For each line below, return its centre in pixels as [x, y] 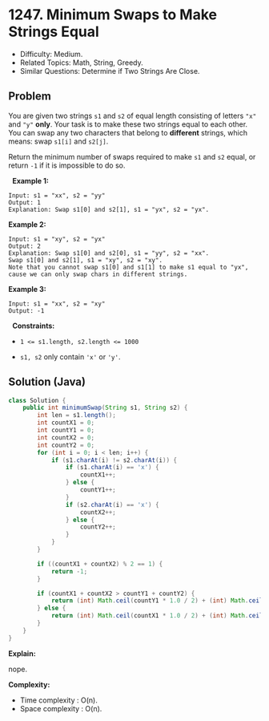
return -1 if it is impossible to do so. [67, 165]
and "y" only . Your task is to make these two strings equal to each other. [128, 124]
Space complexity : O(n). [61, 708]
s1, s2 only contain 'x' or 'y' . [70, 356]
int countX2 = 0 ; [66, 437]
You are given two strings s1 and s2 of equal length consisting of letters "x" [132, 115]
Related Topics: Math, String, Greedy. [82, 63]
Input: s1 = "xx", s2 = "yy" [57, 195]
